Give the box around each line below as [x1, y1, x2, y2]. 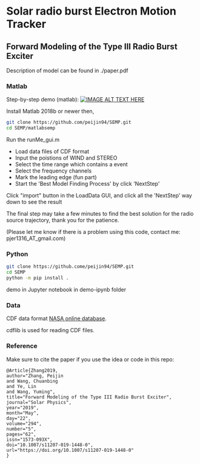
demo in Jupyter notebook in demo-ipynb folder [6, 285, 126, 293]
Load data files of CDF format [15, 148, 90, 155]
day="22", [6, 415, 32, 421]
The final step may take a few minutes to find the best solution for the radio [6, 210, 194, 217]
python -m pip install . [6, 275, 69, 281]
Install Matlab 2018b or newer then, [6, 107, 95, 115]
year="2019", [6, 404, 39, 411]
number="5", [6, 426, 36, 432]
